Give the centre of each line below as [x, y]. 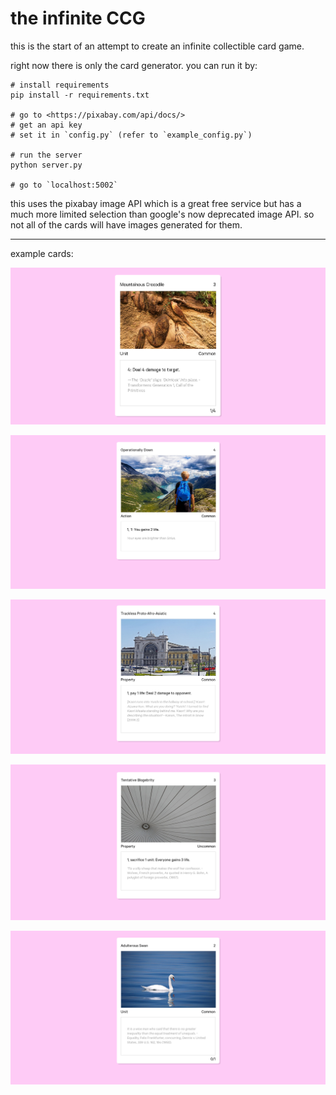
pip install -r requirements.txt [80, 95]
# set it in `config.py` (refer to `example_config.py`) [131, 135]
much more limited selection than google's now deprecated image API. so [162, 214]
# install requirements [60, 85]
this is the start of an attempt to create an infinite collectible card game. [157, 46]
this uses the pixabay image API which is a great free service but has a [156, 203]
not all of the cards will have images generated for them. [126, 224]
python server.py [46, 165]
